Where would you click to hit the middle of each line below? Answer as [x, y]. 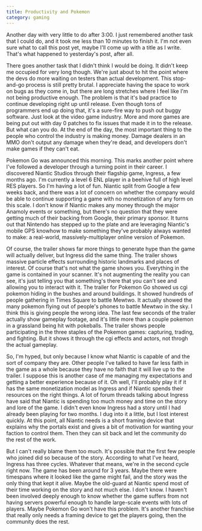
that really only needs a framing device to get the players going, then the [96, 515]
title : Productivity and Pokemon [48, 12]
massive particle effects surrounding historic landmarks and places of [93, 261]
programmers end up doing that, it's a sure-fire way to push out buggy [94, 110]
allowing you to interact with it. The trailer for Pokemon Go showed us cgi [97, 287]
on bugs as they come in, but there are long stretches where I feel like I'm [97, 91]
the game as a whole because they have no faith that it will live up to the [96, 369]
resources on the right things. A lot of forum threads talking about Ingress [97, 394]
